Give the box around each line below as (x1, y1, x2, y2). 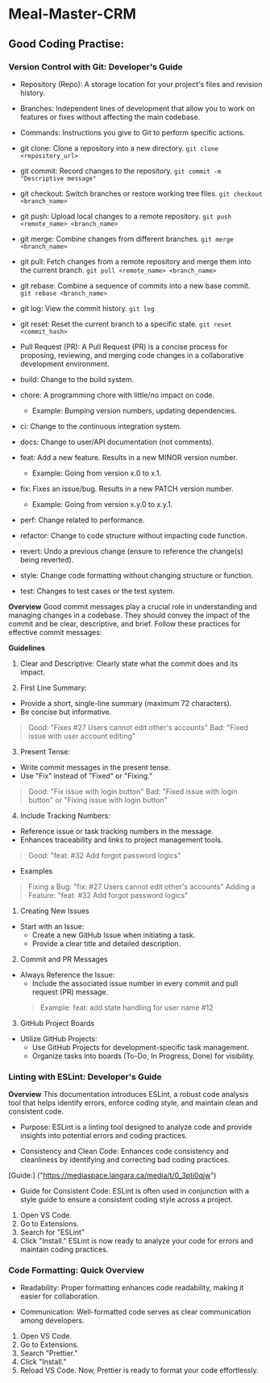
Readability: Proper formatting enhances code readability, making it (19, 1283, 244, 1293)
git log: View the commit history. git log (19, 303, 155, 313)
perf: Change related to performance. (19, 515, 145, 525)
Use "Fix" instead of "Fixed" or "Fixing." (19, 770, 153, 780)
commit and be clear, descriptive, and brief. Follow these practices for (8, 618, 241, 629)
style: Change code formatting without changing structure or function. (19, 570, 254, 580)
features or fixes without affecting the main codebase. (19, 112, 201, 122)
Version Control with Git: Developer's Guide (8, 61, 183, 73)
